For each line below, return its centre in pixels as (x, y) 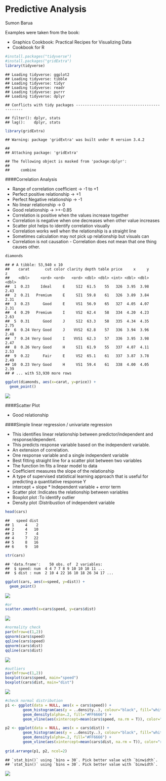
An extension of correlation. (41, 450)
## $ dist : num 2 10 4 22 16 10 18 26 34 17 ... (59, 573)
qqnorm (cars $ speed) (25, 637)
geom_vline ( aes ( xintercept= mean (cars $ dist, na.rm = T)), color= (90, 742)
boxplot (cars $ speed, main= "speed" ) (42, 678)
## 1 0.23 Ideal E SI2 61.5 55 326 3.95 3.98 (77, 287)
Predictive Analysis (46, 9)
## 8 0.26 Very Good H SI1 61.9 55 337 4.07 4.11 (77, 347)
